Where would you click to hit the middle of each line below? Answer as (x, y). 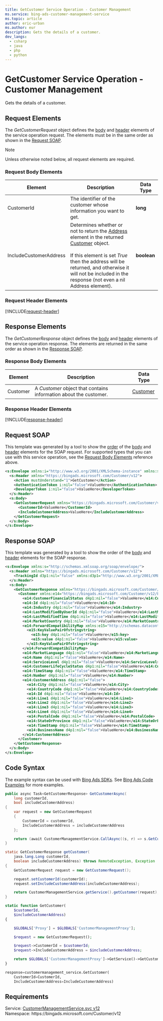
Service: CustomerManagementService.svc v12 (53, 1008)
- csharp (18, 41)
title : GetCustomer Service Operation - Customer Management (68, 10)
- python (18, 55)
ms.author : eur (20, 28)
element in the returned (97, 237)
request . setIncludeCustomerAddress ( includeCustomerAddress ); (77, 883)
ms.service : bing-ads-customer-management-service (57, 14)
